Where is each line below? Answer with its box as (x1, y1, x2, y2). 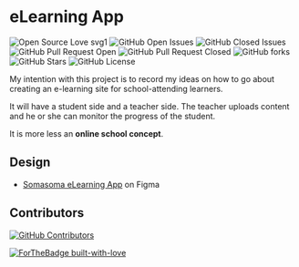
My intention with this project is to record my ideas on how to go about (9, 73, 275, 84)
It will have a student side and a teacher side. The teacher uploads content (9, 100, 290, 111)
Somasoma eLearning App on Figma (22, 179, 160, 190)
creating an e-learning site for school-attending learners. (9, 83, 223, 94)
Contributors (9, 205, 85, 221)
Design (9, 155, 51, 170)
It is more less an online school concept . (9, 128, 164, 139)
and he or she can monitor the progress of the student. (9, 110, 216, 121)
